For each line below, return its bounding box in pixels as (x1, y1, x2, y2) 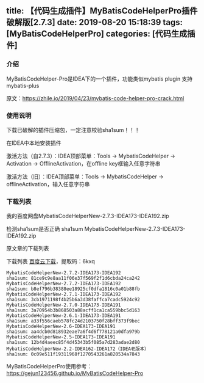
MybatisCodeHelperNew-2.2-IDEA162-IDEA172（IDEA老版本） (6, 346, 149, 352)
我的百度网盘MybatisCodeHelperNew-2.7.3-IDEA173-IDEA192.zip (6, 213, 169, 220)
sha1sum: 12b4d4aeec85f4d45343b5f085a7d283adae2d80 (6, 340, 140, 346)
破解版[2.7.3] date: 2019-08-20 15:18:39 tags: (6, 17, 183, 27)
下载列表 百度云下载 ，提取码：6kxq (6, 258, 96, 265)
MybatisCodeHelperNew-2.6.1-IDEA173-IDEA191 (6, 313, 121, 319)
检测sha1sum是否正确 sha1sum (6, 225, 83, 233)
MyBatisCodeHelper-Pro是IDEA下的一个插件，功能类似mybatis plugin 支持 (6, 75, 193, 82)
